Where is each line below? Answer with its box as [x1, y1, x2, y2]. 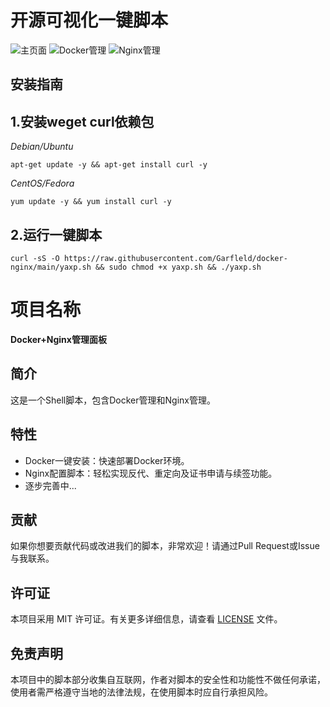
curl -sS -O [10, 253, 60, 263]
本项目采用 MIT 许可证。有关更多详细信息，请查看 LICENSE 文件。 [10, 613, 283, 625]
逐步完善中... [24, 479, 77, 491]
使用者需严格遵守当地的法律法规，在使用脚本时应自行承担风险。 [10, 686, 273, 698]
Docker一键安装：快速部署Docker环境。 [24, 454, 190, 466]
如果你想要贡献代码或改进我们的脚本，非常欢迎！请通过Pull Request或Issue [10, 540, 320, 552]
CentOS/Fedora [10, 177, 75, 190]
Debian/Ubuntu [10, 141, 74, 153]
